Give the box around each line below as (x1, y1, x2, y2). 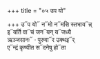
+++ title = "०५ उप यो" (7, 7, 66, 14)
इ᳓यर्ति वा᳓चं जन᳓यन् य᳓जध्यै (7, 28, 71, 36)
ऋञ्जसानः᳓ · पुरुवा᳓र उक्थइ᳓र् (7, 36, 75, 44)
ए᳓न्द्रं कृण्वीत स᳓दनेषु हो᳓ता (7, 43, 66, 51)
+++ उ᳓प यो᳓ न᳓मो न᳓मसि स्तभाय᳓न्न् (7, 21, 92, 28)
